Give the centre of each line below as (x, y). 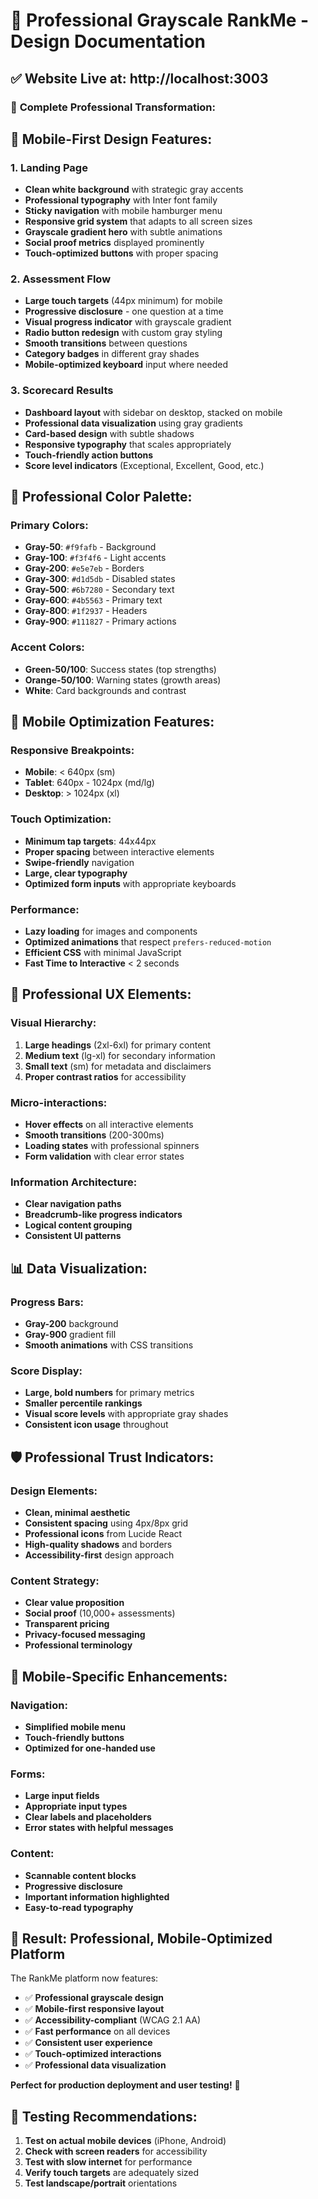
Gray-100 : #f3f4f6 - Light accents (95, 558)
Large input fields (62, 1796)
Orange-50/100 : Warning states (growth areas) (123, 680)
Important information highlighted (97, 1896)
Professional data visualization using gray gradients (133, 423)
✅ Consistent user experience (88, 2043)
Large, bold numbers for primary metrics (109, 1393)
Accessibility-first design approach (99, 1555)
